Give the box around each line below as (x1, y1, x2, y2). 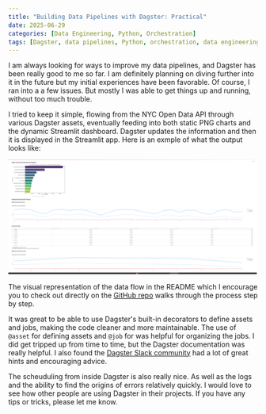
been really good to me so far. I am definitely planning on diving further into (8, 69, 255, 79)
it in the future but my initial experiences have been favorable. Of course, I (8, 78, 250, 87)
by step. (8, 298, 35, 309)
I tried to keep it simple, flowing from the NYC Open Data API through (8, 109, 234, 119)
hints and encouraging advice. (8, 356, 108, 366)
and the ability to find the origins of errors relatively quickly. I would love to (8, 380, 252, 389)
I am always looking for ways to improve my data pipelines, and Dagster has (8, 60, 256, 71)
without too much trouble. (8, 94, 93, 104)
